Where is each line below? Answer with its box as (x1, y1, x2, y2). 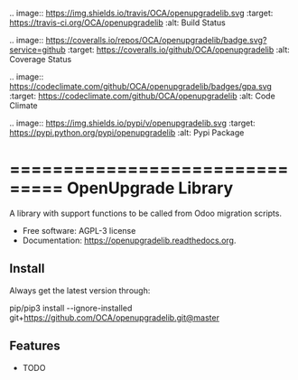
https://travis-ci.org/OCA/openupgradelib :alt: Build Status (9, 17, 226, 28)
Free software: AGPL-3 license (22, 225, 136, 236)
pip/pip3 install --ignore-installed (9, 302, 133, 313)
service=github (9, 44, 66, 55)
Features (9, 338, 61, 354)
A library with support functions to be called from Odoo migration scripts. (9, 208, 283, 218)
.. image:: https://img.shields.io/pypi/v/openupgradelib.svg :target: (9, 117, 256, 128)
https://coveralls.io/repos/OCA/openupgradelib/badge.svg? (45, 35, 267, 45)
